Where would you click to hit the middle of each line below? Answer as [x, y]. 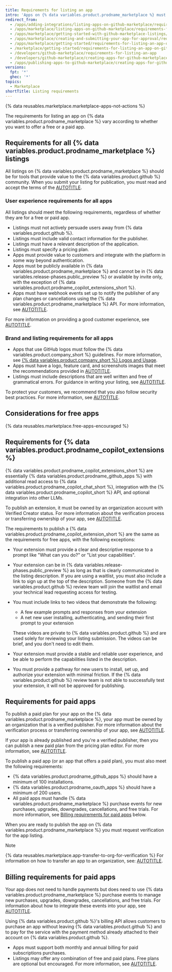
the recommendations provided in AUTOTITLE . [62, 371]
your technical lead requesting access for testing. [65, 592]
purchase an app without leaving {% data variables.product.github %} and [84, 927]
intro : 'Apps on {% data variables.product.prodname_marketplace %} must [86, 15]
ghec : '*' [20, 77]
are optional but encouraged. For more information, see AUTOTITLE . [85, 964]
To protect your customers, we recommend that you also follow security [81, 392]
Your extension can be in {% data [48, 565]
